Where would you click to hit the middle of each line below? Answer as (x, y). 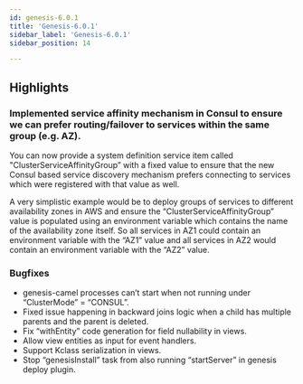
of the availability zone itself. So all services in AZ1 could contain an (135, 230)
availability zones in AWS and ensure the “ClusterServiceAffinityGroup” (142, 211)
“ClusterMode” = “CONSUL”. (76, 303)
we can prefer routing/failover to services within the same (139, 125)
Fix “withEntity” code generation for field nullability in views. (134, 332)
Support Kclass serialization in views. (92, 351)
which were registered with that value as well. (95, 184)
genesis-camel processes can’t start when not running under (137, 293)
